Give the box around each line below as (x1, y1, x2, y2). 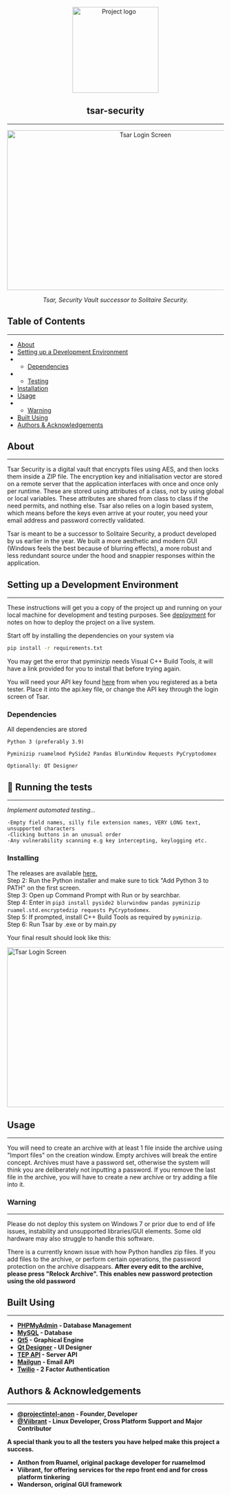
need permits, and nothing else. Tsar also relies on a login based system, (7, 502, 214, 510)
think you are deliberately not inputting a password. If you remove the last (7, 1166, 216, 1174)
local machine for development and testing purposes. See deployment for (7, 611, 216, 619)
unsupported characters (7, 825, 76, 832)
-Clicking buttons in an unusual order (7, 831, 122, 838)
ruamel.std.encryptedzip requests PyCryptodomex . (7, 905, 151, 914)
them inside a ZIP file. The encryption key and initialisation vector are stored (7, 472, 223, 481)
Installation (16, 384, 49, 392)
